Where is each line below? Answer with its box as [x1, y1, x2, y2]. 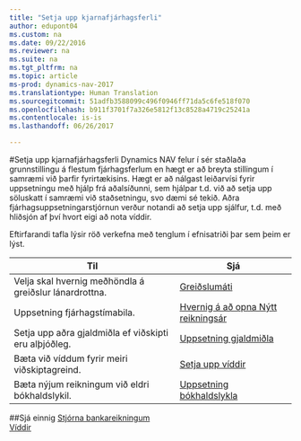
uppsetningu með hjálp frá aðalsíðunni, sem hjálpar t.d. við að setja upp [9, 183, 272, 193]
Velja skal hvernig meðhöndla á [13, 275, 145, 287]
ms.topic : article [9, 72, 78, 81]
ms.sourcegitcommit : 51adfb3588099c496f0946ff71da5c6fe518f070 [9, 96, 251, 106]
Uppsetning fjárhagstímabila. [13, 306, 136, 319]
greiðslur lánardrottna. [13, 287, 107, 298]
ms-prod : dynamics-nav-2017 [9, 80, 115, 89]
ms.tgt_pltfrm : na [9, 64, 78, 73]
